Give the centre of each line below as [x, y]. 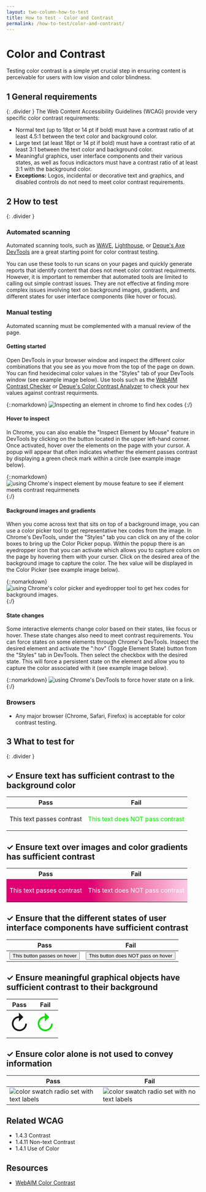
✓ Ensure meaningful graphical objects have [93, 978]
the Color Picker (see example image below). [63, 570]
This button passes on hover [45, 956]
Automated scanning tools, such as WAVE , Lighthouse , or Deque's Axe [96, 246]
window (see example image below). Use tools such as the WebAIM [92, 380]
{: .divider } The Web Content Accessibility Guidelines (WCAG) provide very [102, 112]
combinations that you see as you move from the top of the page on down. [101, 367]
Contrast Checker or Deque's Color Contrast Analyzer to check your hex [98, 386]
